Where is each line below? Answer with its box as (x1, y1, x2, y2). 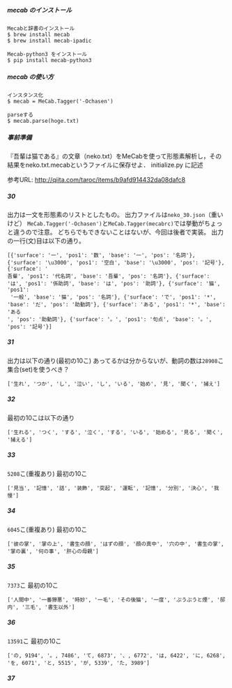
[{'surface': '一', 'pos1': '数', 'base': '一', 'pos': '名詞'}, (7, 251, 196, 259)
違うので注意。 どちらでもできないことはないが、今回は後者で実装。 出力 (13, 227, 224, 236)
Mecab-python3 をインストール (7, 50, 88, 58)
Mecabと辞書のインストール (7, 24, 75, 32)
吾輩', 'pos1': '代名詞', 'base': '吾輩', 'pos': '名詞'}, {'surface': (7, 272, 210, 280)
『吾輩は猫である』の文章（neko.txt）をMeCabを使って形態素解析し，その (7, 151, 222, 160)
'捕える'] (7, 436, 33, 443)
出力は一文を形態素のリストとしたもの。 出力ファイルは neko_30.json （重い (7, 210, 224, 218)
